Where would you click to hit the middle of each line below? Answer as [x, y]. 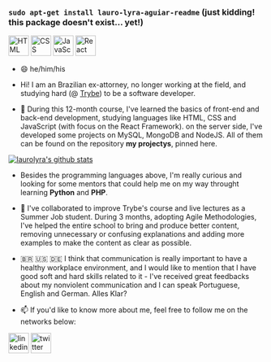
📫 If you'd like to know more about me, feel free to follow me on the [134, 310]
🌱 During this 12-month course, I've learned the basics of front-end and [140, 109]
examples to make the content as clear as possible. [106, 243]
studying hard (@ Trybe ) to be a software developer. [108, 94]
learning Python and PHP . [64, 193]
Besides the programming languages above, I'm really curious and [131, 175]
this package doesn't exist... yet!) [76, 22]
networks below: [48, 322]
